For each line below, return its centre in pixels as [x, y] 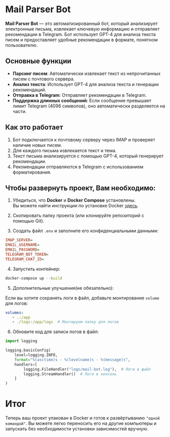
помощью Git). [28, 221]
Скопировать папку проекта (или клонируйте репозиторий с [78, 215]
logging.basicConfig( [28, 350]
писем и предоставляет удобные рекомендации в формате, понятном [82, 40]
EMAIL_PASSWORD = [22, 250]
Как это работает [34, 128]
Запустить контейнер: [37, 269]
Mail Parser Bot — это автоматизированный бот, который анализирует [82, 23]
